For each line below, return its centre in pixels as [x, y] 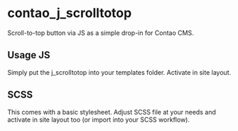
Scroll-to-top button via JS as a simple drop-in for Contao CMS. [101, 33]
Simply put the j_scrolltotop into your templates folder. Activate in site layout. [119, 72]
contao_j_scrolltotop [70, 13]
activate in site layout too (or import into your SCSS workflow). [99, 120]
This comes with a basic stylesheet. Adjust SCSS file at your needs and [112, 112]
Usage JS [29, 55]
